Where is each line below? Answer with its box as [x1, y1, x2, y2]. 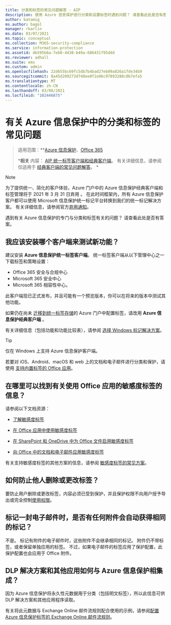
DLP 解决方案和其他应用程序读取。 [5, 597, 78, 603]
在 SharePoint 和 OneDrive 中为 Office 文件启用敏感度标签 [12, 438, 134, 444]
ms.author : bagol [5, 21, 42, 27]
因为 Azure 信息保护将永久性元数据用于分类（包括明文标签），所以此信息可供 [5, 590, 165, 596]
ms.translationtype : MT [5, 79, 56, 84]
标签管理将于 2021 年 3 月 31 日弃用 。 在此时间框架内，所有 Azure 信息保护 [5, 191, 164, 197]
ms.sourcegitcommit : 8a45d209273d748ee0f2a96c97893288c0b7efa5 [5, 74, 142, 79]
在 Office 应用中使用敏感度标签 [12, 427, 77, 433]
